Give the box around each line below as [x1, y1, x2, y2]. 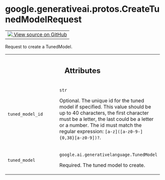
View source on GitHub [14, 31, 67, 38]
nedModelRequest [5, 14, 82, 25]
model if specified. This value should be [59, 103, 151, 110]
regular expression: [59, 128, 104, 135]
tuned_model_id [7, 112, 43, 117]
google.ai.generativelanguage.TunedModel [59, 152, 158, 158]
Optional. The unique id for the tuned [59, 97, 144, 104]
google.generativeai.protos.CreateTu [5, 3, 160, 15]
